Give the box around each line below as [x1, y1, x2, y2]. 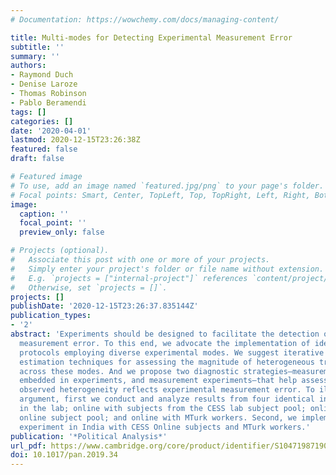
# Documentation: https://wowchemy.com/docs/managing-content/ [10, 14, 280, 25]
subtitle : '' [10, 42, 65, 52]
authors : [10, 61, 47, 71]
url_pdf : [10, 441, 47, 451]
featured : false [10, 144, 78, 155]
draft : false [10, 154, 65, 164]
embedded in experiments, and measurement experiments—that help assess [19, 376, 329, 386]
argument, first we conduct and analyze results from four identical [19, 394, 315, 405]
